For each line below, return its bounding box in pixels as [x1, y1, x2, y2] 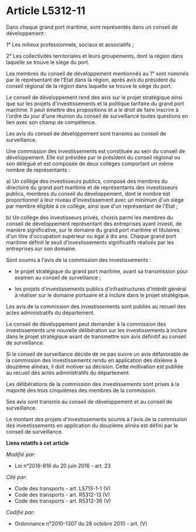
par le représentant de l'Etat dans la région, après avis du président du [6, 76, 176, 83]
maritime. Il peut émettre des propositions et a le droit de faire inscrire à [6, 106, 179, 113]
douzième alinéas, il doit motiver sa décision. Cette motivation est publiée [6, 363, 184, 370]
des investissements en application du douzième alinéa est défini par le [6, 422, 178, 429]
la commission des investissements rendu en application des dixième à [6, 356, 177, 364]
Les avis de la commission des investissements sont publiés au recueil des [6, 303, 186, 310]
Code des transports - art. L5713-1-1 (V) [14, 485, 111, 492]
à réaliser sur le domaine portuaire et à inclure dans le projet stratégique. [14, 291, 190, 298]
